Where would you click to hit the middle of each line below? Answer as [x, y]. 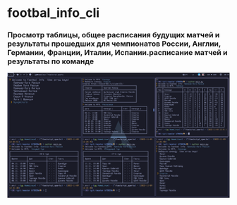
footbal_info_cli [54, 13]
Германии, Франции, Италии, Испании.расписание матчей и [117, 53]
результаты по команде [50, 61]
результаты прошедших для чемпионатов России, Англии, [114, 44]
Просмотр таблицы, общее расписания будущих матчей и [114, 35]
